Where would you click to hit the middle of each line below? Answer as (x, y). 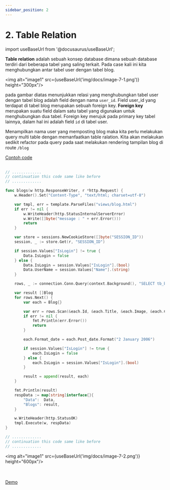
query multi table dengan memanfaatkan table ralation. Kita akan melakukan (84, 137)
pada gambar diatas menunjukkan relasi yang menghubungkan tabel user (82, 95)
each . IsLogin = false (55, 353)
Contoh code (19, 157)
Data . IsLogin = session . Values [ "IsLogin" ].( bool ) (77, 265)
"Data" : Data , (39, 400)
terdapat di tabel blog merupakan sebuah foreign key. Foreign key (74, 105)
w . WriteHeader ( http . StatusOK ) (46, 419)
